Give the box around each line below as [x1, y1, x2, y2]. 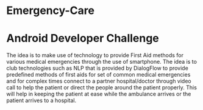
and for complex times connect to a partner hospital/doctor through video [6, 77, 191, 85]
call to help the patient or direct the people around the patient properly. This [6, 84, 197, 91]
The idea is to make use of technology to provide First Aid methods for [6, 52, 184, 59]
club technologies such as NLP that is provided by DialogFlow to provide [6, 64, 189, 72]
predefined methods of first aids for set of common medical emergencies [6, 71, 191, 78]
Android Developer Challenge [6, 32, 160, 46]
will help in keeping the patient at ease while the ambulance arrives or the [6, 91, 191, 98]
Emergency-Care [6, 4, 94, 18]
